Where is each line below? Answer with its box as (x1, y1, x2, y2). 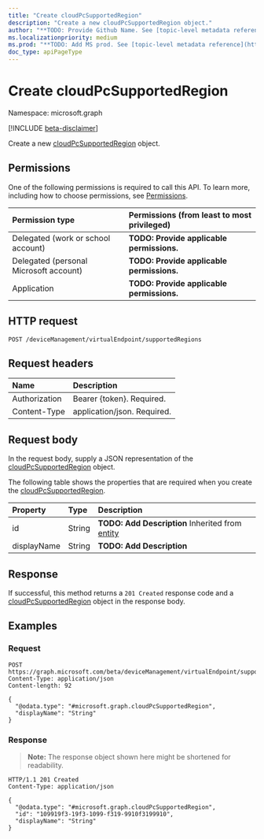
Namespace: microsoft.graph (8, 108, 103, 117)
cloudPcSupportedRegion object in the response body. (8, 596, 186, 606)
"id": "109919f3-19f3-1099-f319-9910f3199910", (15, 810, 174, 818)
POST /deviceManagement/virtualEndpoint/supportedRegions (8, 336, 202, 343)
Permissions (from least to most (128, 210, 252, 221)
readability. (27, 760, 64, 770)
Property (12, 505, 46, 516)
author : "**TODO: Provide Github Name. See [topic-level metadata (8, 26, 230, 34)
